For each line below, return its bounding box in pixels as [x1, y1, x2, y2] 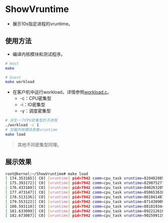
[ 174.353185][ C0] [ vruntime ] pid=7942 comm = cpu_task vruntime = [5, 176, 144, 181]
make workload [5, 79, 35, 85]
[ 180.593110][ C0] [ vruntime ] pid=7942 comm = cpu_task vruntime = [5, 204, 144, 209]
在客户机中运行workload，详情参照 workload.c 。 [12, 89, 112, 95]
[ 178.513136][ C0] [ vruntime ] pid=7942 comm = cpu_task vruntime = [5, 194, 144, 199]
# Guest [5, 75, 21, 80]
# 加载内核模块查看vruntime [5, 127, 57, 132]
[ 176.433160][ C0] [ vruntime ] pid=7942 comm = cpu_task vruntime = [5, 185, 144, 190]
